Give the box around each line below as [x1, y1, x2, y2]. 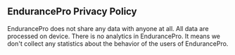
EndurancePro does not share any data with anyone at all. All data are [7, 24, 209, 32]
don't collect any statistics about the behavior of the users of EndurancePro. [7, 39, 229, 48]
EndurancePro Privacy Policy [7, 6, 137, 18]
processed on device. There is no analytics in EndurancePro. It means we [7, 32, 220, 40]
